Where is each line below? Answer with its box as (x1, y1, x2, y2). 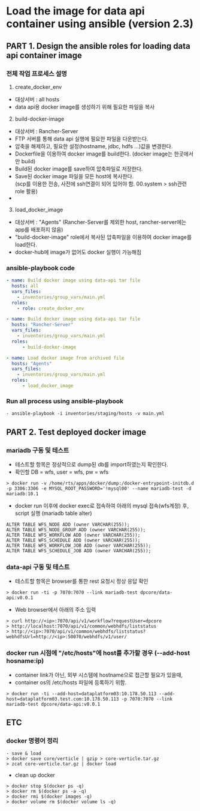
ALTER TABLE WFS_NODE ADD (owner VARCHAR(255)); (6, 521, 130, 528)
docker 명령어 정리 (6, 737, 59, 745)
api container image (6, 50, 83, 61)
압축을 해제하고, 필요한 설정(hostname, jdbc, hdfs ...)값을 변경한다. (14, 142, 173, 149)
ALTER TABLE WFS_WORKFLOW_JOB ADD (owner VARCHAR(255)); (6, 542, 151, 549)
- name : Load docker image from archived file (6, 355, 125, 361)
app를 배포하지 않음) (14, 226, 63, 233)
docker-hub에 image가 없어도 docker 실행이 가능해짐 (14, 248, 142, 256)
